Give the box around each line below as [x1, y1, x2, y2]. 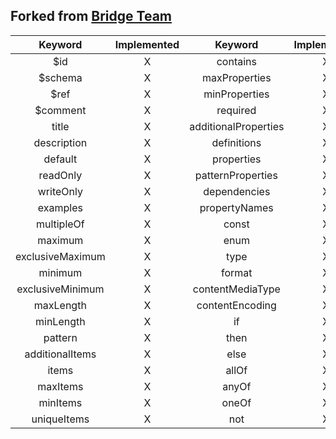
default [43, 152, 78, 166]
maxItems [37, 379, 84, 393]
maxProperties [202, 70, 272, 84]
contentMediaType [192, 282, 281, 296]
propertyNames [199, 200, 274, 214]
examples [37, 200, 83, 214]
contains [216, 54, 257, 68]
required [216, 103, 257, 117]
